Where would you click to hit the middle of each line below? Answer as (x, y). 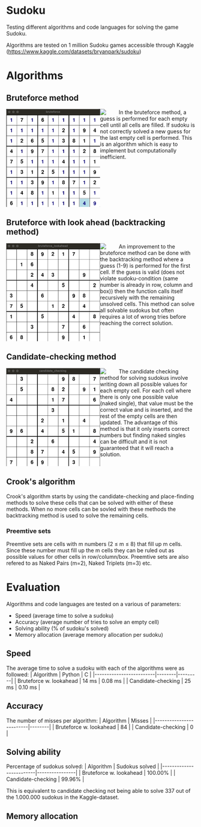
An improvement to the (147, 246)
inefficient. (113, 157)
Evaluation (33, 587)
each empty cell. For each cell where (145, 390)
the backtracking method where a (142, 259)
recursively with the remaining (137, 297)
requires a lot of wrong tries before (143, 316)
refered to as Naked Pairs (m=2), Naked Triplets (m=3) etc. (79, 563)
